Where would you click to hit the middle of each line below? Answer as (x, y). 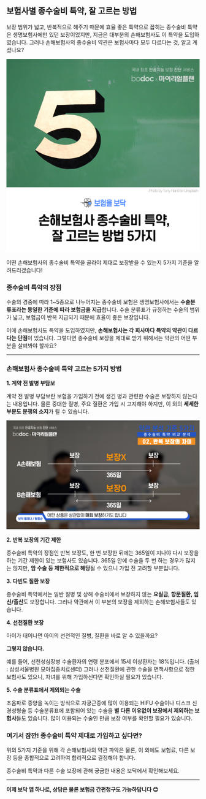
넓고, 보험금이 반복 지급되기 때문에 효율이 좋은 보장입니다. (81, 317)
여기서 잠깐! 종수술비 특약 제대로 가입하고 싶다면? (74, 735)
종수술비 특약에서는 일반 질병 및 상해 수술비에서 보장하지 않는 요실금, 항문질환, (100, 594)
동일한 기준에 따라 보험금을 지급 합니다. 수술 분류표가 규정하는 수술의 (108, 310)
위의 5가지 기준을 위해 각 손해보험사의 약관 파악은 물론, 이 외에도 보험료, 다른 (97, 750)
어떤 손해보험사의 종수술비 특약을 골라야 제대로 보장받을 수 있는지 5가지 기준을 (100, 262)
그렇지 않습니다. (25, 648)
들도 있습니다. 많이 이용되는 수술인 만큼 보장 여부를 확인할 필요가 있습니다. (105, 718)
